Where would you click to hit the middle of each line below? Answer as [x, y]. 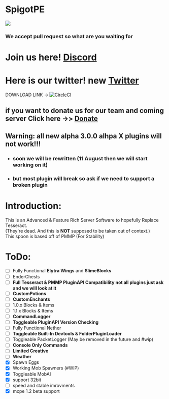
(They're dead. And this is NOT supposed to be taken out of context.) [78, 231]
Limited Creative [30, 351]
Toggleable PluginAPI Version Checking [56, 322]
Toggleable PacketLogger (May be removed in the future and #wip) [83, 339]
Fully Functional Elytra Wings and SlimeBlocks [62, 271]
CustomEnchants [31, 299]
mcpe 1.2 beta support [36, 391]
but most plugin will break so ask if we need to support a [83, 178]
